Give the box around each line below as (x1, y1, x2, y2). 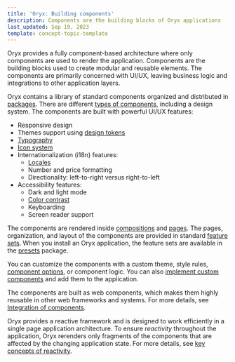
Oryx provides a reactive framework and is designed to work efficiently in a (7, 317, 224, 326)
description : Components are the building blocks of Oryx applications (7, 17, 221, 24)
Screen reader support (27, 210, 94, 219)
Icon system (17, 143, 53, 152)
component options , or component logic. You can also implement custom (7, 267, 219, 276)
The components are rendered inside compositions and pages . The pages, (7, 224, 223, 232)
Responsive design (17, 121, 73, 130)
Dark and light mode (27, 188, 87, 196)
